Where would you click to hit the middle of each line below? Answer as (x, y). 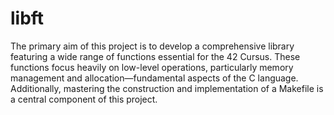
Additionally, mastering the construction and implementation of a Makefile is (167, 88)
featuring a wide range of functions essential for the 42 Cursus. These (155, 56)
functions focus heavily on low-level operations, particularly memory (152, 67)
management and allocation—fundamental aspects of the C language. (154, 78)
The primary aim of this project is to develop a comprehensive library (152, 46)
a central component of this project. (84, 99)
